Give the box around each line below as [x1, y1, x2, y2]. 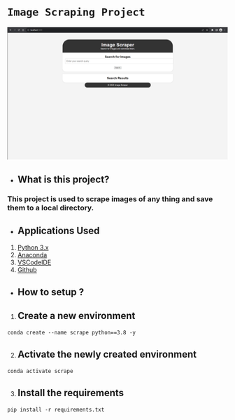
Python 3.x [17, 243, 49, 252]
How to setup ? [17, 286, 85, 298]
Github [17, 266, 37, 274]
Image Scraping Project [7, 6, 145, 19]
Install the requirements [17, 386, 124, 399]
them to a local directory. [7, 203, 94, 213]
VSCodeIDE [17, 258, 52, 266]
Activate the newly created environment [17, 348, 197, 360]
